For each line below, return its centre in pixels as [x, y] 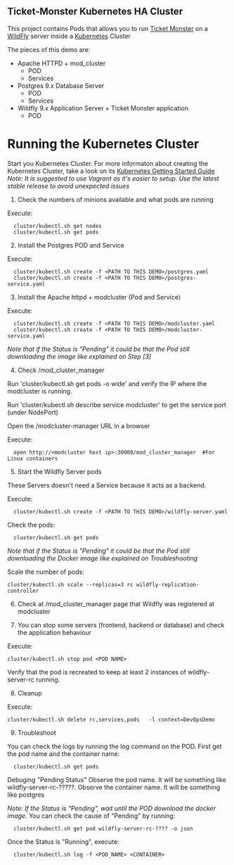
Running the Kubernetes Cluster [103, 144]
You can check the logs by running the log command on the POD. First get [115, 746]
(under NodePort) [33, 412]
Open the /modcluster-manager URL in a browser [79, 425]
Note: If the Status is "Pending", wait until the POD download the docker [112, 808]
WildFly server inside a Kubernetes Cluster [69, 36]
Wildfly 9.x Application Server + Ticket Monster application [103, 108]
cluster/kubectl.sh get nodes [58, 226]
